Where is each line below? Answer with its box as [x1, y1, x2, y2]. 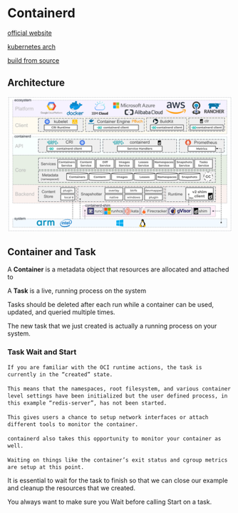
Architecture [7, 77, 66, 89]
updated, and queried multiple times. [7, 308, 115, 316]
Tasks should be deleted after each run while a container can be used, [7, 300, 214, 309]
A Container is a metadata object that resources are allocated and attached [7, 265, 229, 274]
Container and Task [7, 246, 96, 258]
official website [7, 28, 52, 37]
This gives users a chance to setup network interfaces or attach [7, 414, 209, 421]
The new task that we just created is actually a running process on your [7, 321, 217, 330]
